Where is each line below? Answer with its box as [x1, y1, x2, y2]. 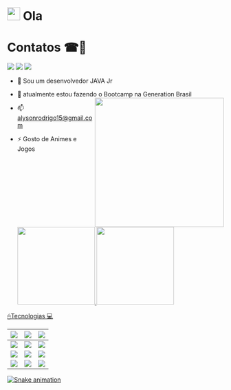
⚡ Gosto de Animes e [16, 135, 77, 143]
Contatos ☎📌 [7, 40, 87, 55]
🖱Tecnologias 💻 [7, 312, 54, 320]
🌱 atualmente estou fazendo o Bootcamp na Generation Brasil [16, 90, 192, 99]
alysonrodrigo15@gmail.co [16, 114, 93, 122]
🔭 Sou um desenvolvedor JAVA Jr [16, 76, 113, 85]
